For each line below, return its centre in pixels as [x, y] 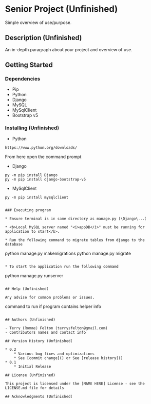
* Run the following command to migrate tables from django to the [75, 240]
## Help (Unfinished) [27, 289]
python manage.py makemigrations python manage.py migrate [68, 253]
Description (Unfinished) [43, 38]
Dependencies [23, 79]
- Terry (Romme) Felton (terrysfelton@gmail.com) [57, 328]
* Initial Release [32, 366]
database [14, 244]
